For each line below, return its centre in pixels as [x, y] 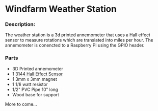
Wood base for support [36, 94]
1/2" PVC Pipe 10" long [35, 89]
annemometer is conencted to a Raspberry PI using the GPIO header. [75, 45]
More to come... [21, 104]
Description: [20, 24]
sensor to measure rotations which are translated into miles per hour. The [79, 40]
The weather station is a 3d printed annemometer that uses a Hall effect [78, 35]
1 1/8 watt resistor [30, 84]
